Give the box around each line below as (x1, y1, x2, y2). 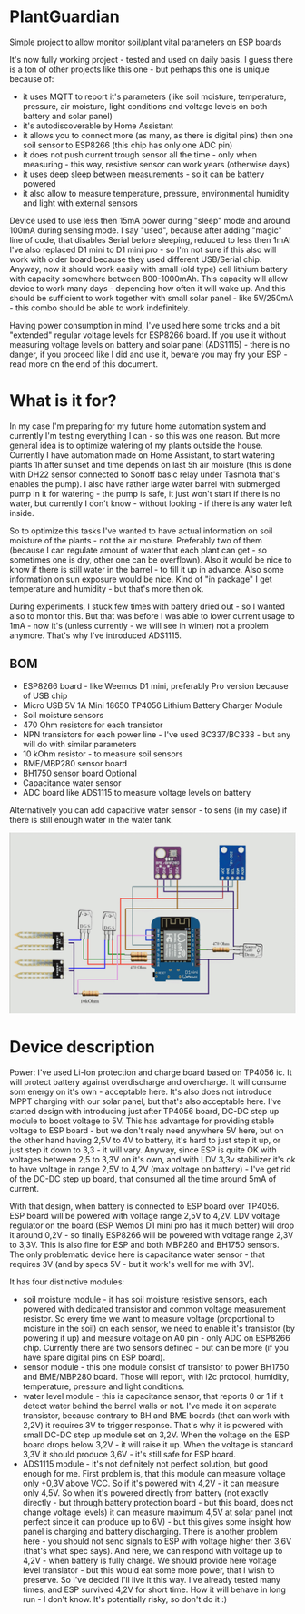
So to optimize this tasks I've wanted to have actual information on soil (9, 525, 273, 536)
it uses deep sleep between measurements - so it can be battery (22, 168, 265, 179)
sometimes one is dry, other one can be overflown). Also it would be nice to (9, 553, 292, 565)
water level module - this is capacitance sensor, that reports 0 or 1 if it (22, 1390, 284, 1401)
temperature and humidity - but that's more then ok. (9, 583, 204, 594)
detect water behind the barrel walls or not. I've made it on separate (22, 1400, 277, 1411)
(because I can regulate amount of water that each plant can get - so (9, 544, 268, 555)
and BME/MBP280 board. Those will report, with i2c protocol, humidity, (22, 1371, 290, 1382)
